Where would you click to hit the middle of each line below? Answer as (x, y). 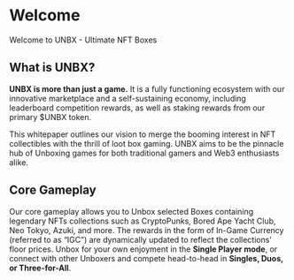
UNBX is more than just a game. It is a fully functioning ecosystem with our (147, 88)
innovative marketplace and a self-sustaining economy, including (128, 98)
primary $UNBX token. (50, 117)
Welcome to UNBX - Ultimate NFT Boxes (83, 40)
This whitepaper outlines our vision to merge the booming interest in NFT (143, 134)
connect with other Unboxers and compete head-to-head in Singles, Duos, (146, 258)
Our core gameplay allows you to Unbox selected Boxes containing (132, 211)
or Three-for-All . (40, 268)
